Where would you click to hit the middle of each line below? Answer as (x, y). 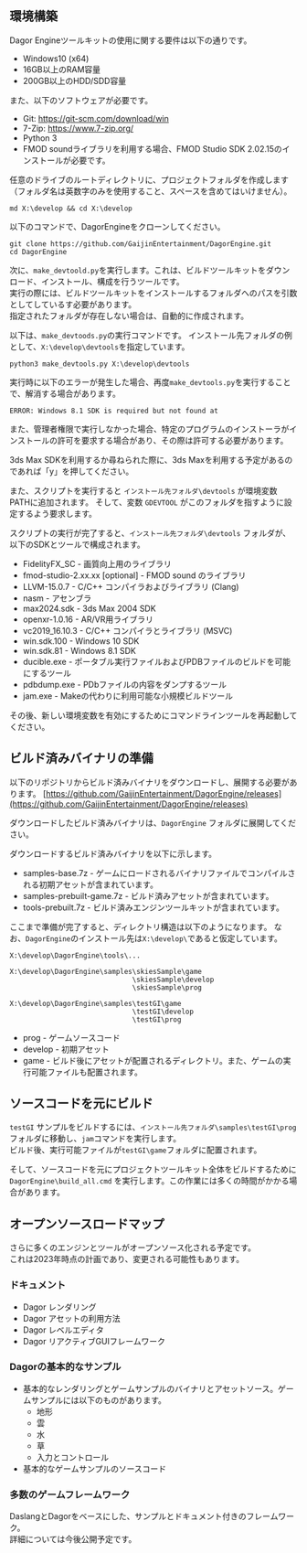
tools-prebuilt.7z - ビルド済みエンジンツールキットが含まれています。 (153, 907)
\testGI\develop (163, 1012)
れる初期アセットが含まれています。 (90, 884)
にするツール (47, 673)
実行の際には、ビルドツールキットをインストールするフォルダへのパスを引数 (153, 293)
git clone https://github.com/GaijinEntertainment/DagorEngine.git (141, 244)
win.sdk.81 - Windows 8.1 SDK (79, 650)
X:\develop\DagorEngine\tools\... (75, 955)
